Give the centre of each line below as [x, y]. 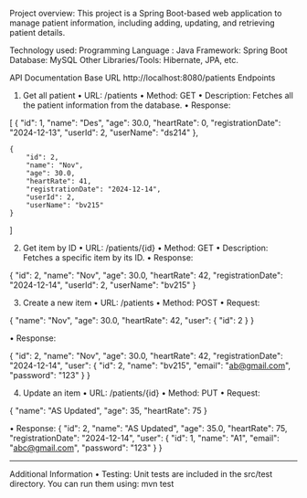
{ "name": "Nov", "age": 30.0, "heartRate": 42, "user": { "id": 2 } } [132, 320]
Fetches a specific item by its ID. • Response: [108, 258]
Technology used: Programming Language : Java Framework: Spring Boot [148, 50]
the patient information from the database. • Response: [127, 105]
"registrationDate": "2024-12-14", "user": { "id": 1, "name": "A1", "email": [145, 438]
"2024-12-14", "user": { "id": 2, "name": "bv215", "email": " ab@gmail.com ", [150, 366]
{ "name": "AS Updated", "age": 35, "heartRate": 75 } [108, 411]
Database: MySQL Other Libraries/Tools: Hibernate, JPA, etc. [124, 60]
